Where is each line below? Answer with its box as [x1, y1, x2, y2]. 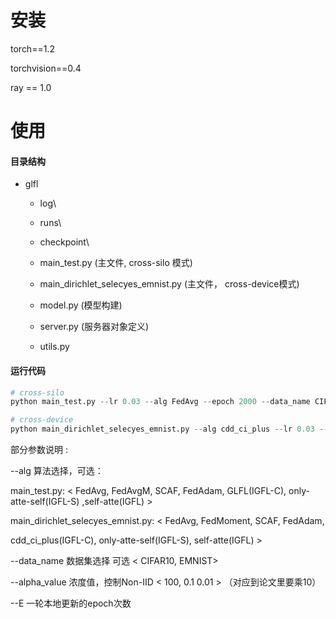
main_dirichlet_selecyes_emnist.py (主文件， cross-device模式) [39, 278, 300, 290]
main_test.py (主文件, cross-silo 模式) [39, 257, 193, 269]
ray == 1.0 [10, 81, 52, 93]
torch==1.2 [10, 42, 55, 55]
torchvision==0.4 [10, 62, 82, 74]
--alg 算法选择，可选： [10, 465, 104, 477]
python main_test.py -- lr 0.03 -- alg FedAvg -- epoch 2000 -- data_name [10, 397, 311, 407]
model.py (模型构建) [39, 299, 123, 311]
